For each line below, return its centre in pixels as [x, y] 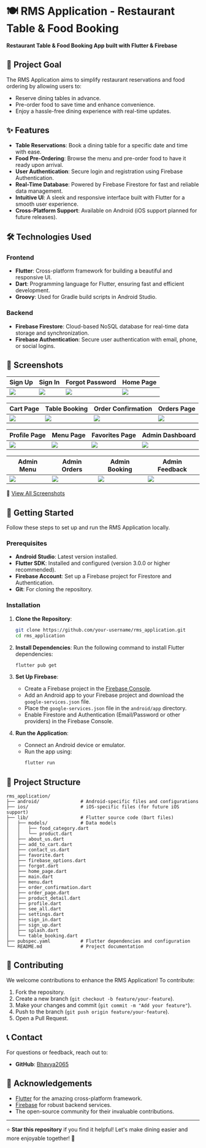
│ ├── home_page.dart [37, 872]
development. [32, 290]
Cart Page [25, 409]
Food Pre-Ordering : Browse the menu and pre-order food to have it [101, 158]
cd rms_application [40, 635]
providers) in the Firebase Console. [69, 721]
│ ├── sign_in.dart [34, 920]
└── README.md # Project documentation [75, 947]
